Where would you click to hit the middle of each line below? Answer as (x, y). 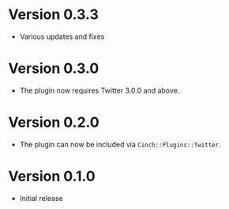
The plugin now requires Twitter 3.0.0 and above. (99, 90)
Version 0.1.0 (52, 177)
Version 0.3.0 (54, 68)
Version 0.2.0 (54, 122)
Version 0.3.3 (53, 15)
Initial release (41, 198)
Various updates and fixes (62, 36)
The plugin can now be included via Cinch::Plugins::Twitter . (120, 144)
